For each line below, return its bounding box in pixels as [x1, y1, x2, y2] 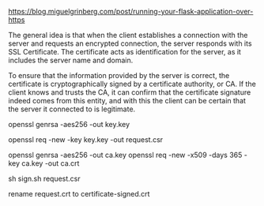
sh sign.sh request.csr [8, 174, 81, 183]
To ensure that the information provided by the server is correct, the [8, 71, 230, 80]
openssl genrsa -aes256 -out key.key [8, 120, 130, 129]
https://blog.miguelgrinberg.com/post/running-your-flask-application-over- [8, 7, 254, 16]
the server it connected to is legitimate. [8, 104, 136, 114]
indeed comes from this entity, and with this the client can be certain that [8, 96, 247, 105]
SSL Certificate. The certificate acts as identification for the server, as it [8, 47, 241, 56]
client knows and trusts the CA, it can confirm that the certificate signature [8, 88, 251, 97]
